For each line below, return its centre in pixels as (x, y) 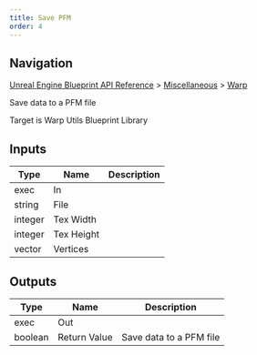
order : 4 (26, 26)
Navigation (41, 63)
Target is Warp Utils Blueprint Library (79, 120)
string (26, 205)
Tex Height (77, 235)
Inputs (28, 149)
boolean (31, 337)
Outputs (33, 282)
